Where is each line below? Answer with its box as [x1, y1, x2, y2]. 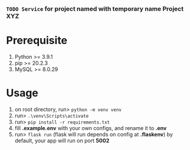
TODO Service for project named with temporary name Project [6, 5, 184, 13]
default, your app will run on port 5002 [14, 137, 110, 144]
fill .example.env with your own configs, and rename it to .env [14, 124, 167, 131]
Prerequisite [6, 34, 68, 47]
